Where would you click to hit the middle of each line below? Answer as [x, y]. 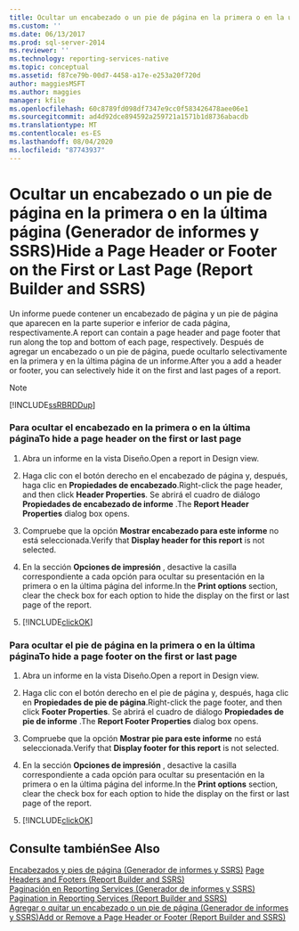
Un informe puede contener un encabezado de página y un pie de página [144, 314]
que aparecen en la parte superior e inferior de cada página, [120, 323]
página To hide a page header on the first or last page [125, 439]
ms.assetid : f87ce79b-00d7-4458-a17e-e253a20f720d [105, 76]
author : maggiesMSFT [48, 84]
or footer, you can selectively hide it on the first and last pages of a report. [145, 370]
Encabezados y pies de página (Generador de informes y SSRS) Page [137, 870]
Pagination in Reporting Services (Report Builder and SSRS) [118, 898]
